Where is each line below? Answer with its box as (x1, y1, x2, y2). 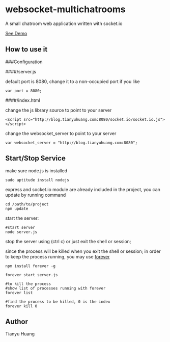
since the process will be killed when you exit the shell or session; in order (5, 248, 161, 254)
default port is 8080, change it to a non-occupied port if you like (5, 78, 140, 85)
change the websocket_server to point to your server (5, 130, 117, 136)
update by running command (5, 192, 66, 198)
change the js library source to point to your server (5, 107, 112, 113)
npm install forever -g (5, 264, 56, 269)
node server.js (5, 229, 38, 234)
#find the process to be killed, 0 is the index (5, 299, 110, 304)
